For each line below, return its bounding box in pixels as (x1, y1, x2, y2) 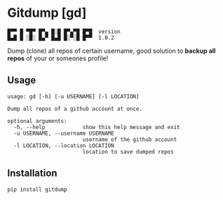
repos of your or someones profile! (7, 54, 109, 62)
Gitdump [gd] (7, 5, 87, 21)
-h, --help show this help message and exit (13, 124, 180, 131)
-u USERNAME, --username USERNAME (13, 130, 114, 137)
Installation (7, 167, 58, 180)
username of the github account (82, 135, 177, 143)
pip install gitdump (7, 186, 68, 193)
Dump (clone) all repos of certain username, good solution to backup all (7, 46, 216, 55)
